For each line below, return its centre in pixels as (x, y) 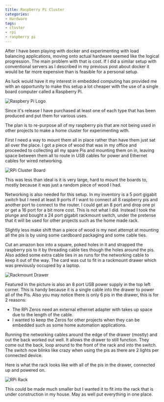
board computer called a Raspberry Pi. (44, 92)
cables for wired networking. (34, 161)
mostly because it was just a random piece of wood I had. (63, 185)
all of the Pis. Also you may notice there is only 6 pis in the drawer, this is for (82, 295)
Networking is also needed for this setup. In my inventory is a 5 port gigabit (81, 194)
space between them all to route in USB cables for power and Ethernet (76, 155)
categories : (17, 14)
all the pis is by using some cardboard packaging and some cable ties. (76, 235)
